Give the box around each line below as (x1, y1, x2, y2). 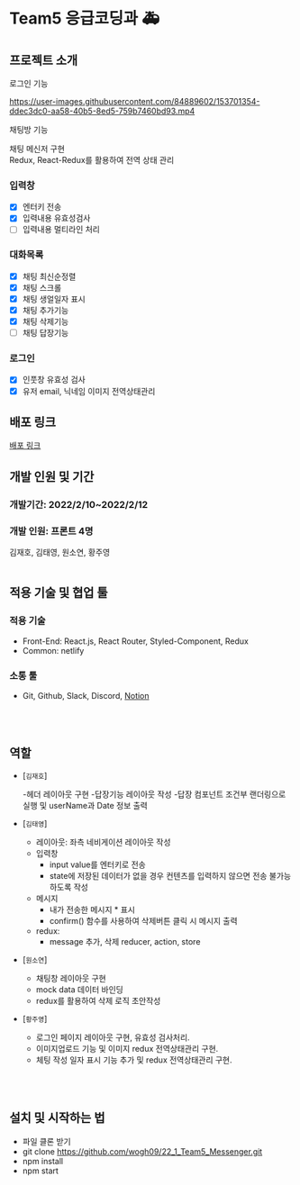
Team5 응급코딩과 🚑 (9, 8, 160, 29)
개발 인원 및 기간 (9, 469, 95, 484)
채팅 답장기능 (22, 328, 69, 339)
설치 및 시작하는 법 (9, 1110, 105, 1126)
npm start (22, 1165, 59, 1176)
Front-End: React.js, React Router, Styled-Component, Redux (22, 636, 250, 647)
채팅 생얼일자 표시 (22, 294, 86, 304)
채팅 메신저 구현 (9, 143, 66, 154)
